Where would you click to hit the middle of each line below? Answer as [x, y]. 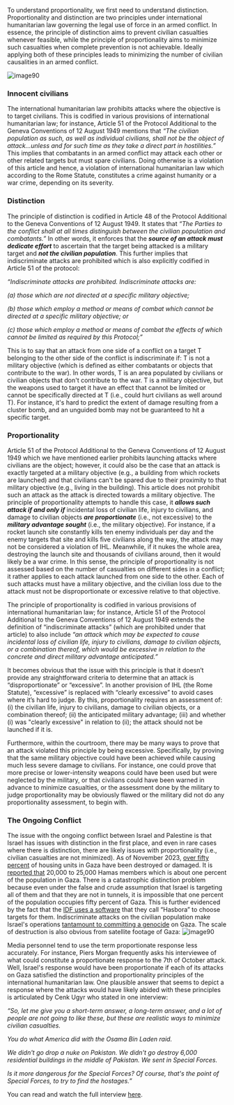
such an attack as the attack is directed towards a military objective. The [111, 495]
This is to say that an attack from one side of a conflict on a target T [104, 350]
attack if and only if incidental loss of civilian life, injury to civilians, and [110, 509]
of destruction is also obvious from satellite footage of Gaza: [94, 932]
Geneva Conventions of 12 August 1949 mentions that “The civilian [103, 131]
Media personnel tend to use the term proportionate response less [102, 945]
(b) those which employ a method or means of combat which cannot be [110, 308]
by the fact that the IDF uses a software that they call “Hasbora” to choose [114, 910]
